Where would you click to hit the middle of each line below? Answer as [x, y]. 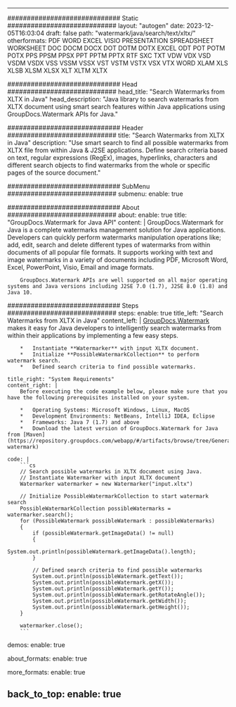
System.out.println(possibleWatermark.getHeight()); [111, 607]
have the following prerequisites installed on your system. [99, 398]
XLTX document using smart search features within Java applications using [116, 107]
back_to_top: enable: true [64, 694]
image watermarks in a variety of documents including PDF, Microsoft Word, [118, 260]
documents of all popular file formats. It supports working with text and [110, 252]
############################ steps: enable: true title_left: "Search [115, 313]
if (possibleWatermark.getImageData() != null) [103, 533]
